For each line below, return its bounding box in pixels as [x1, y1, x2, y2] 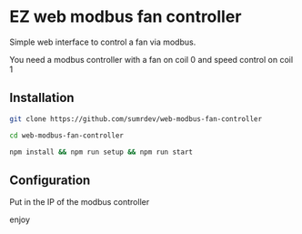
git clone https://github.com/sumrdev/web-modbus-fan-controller [9, 114, 262, 124]
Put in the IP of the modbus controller [9, 197, 150, 208]
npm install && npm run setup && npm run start [9, 148, 194, 157]
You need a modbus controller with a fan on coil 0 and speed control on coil [9, 54, 294, 65]
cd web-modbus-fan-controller [9, 130, 125, 140]
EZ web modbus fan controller [9, 6, 242, 27]
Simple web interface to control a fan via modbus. [9, 36, 196, 47]
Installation [9, 90, 75, 106]
